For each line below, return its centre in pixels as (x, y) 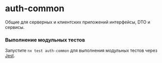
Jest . (10, 56)
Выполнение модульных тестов (45, 40)
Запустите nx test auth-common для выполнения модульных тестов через (81, 51)
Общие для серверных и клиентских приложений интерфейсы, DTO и (78, 22)
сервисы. (15, 27)
